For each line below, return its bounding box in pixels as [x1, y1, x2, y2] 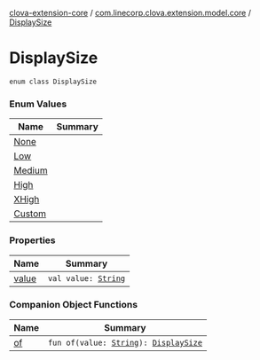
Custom [13, 207, 47, 220]
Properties [9, 234, 56, 247]
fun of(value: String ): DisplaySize [47, 337, 202, 348]
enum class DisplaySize [9, 77, 98, 86]
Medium [13, 164, 48, 176]
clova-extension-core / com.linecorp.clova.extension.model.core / [9, 8, 251, 18]
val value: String [47, 273, 126, 283]
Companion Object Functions [9, 299, 138, 311]
